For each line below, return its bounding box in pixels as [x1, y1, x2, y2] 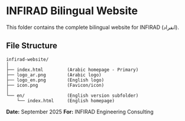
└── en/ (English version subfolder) [6, 93, 139, 99]
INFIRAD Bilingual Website [6, 4, 138, 18]
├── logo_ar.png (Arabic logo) [6, 72, 102, 78]
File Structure [6, 41, 57, 51]
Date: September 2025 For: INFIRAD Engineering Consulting [6, 108, 154, 115]
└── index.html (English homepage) [17, 97, 115, 104]
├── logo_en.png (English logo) [6, 77, 105, 83]
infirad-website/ [6, 56, 49, 63]
